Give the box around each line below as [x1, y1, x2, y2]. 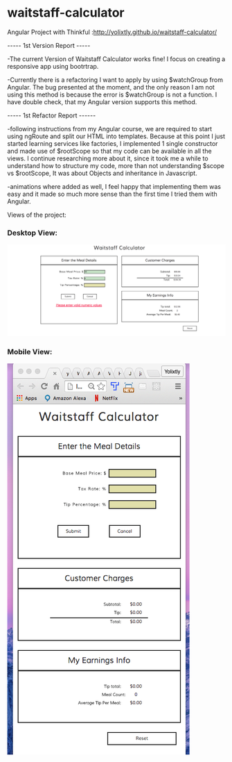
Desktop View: [7, 228, 57, 238]
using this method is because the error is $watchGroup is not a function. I [7, 90, 217, 99]
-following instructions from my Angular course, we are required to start [7, 124, 213, 133]
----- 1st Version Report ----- [7, 41, 91, 49]
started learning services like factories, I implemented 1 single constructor [7, 139, 218, 147]
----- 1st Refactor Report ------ [7, 111, 96, 119]
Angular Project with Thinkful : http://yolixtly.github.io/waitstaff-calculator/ [7, 28, 217, 36]
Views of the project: [7, 210, 67, 219]
